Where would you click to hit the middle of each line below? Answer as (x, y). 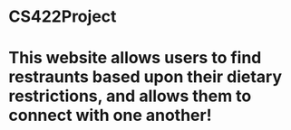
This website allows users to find (135, 58)
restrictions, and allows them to (130, 96)
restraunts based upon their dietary (145, 77)
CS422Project (63, 17)
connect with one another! (110, 116)
